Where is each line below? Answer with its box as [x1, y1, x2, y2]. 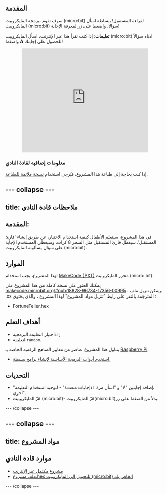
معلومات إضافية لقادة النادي [5, 159, 66, 167]
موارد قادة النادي [5, 454, 52, 463]
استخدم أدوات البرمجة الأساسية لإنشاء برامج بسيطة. [12, 356, 111, 363]
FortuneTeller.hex [12, 303, 49, 309]
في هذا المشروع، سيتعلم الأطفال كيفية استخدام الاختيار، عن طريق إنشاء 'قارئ [5, 234, 152, 240]
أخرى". [12, 390, 26, 396]
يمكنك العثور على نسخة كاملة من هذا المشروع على [5, 282, 101, 288]
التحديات [5, 371, 29, 380]
